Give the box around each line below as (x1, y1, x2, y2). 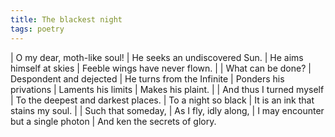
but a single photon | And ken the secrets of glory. (10, 115, 217, 127)
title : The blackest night (10, 14, 123, 25)
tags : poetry (10, 24, 65, 34)
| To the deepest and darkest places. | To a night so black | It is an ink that (10, 94, 315, 106)
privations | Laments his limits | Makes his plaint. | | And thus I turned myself (10, 83, 325, 95)
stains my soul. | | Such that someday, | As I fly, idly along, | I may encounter (10, 104, 325, 116)
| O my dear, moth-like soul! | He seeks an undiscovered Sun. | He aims (10, 51, 304, 63)
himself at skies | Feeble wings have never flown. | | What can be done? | (10, 62, 312, 74)
